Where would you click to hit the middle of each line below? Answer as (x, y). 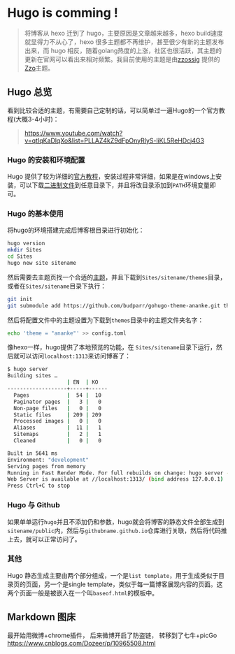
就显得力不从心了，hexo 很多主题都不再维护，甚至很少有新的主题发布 (124, 42)
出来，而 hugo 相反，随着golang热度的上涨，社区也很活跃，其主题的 (123, 50)
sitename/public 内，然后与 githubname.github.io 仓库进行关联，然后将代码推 (117, 530)
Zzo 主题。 (39, 68)
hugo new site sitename (42, 263)
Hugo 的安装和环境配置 (46, 160)
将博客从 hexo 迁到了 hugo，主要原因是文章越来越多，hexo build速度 (123, 33)
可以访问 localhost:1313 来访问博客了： (75, 356)
